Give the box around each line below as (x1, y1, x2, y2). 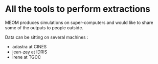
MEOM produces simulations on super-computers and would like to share (5, 20, 154, 25)
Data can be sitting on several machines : (5, 34, 89, 40)
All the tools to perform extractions (5, 3, 151, 15)
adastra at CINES (12, 43, 47, 49)
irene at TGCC (12, 54, 41, 60)
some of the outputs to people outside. (5, 24, 84, 30)
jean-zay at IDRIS (12, 49, 47, 55)
